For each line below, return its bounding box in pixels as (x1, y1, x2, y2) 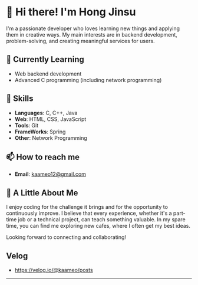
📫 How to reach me (6, 152, 80, 162)
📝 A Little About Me (6, 188, 78, 198)
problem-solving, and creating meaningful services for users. (6, 37, 155, 44)
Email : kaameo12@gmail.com (14, 171, 87, 178)
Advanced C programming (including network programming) (14, 76, 162, 83)
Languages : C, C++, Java (14, 109, 78, 116)
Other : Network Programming (14, 134, 87, 141)
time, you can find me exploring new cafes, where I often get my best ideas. (6, 222, 190, 230)
